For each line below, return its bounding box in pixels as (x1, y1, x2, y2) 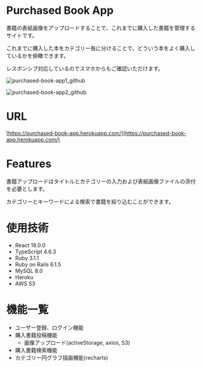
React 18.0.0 (14, 241, 46, 248)
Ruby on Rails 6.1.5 (14, 261, 61, 268)
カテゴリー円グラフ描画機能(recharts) (14, 354, 108, 361)
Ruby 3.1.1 (14, 254, 39, 262)
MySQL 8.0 (14, 267, 43, 274)
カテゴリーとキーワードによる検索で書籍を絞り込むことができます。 (6, 198, 174, 205)
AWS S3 (14, 280, 36, 287)
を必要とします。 (6, 185, 48, 193)
